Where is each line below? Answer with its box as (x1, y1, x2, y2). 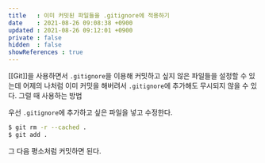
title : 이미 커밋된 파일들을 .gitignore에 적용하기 (8, 11, 170, 20)
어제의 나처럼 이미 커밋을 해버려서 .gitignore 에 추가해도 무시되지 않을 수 (22, 81, 249, 90)
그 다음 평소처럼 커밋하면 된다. (8, 146, 102, 155)
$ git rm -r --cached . (8, 123, 87, 131)
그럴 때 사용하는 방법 (18, 91, 83, 100)
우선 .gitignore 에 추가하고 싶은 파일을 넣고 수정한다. (8, 108, 173, 117)
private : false (8, 33, 62, 42)
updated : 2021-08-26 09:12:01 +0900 (8, 26, 133, 34)
